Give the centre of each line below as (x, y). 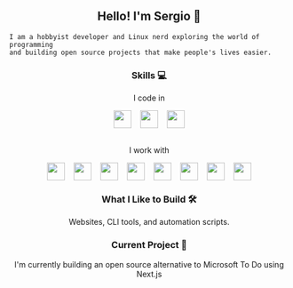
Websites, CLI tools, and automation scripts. (149, 222)
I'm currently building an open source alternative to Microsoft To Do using (149, 264)
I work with (149, 150)
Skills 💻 (149, 75)
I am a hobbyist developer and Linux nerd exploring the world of (135, 36)
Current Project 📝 (149, 245)
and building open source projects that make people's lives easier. (141, 52)
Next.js (149, 274)
